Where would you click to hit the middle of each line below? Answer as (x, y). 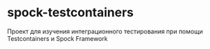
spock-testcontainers (71, 13)
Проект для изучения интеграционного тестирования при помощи (105, 31)
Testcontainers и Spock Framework (57, 38)
